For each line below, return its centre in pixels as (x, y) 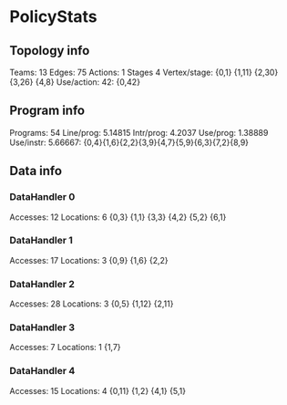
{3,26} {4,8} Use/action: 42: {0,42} (75, 82)
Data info (36, 171)
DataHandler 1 (41, 241)
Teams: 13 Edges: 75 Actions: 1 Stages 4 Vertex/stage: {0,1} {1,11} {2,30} (144, 72)
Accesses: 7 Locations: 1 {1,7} (65, 348)
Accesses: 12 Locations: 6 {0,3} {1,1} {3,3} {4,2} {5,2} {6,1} (118, 217)
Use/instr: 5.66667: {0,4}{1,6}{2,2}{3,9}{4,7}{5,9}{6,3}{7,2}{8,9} (129, 142)
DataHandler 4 (42, 371)
